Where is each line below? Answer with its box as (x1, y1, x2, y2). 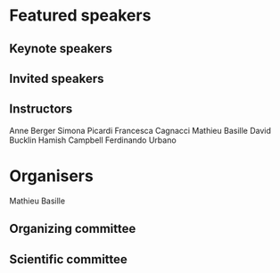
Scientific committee (9, 252, 128, 267)
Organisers (9, 166, 94, 186)
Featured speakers (9, 5, 152, 26)
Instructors (9, 102, 73, 117)
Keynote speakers (9, 41, 113, 56)
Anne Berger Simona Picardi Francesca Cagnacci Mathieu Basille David (9, 125, 272, 136)
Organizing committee (9, 221, 136, 236)
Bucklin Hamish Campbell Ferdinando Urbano (9, 135, 177, 145)
